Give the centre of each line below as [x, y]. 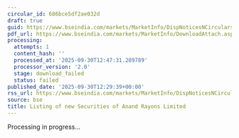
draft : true [25, 21]
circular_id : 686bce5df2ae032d [54, 14]
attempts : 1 [32, 47]
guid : [15, 27]
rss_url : [20, 93]
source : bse [25, 100]
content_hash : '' [39, 54]
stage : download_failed [49, 73]
